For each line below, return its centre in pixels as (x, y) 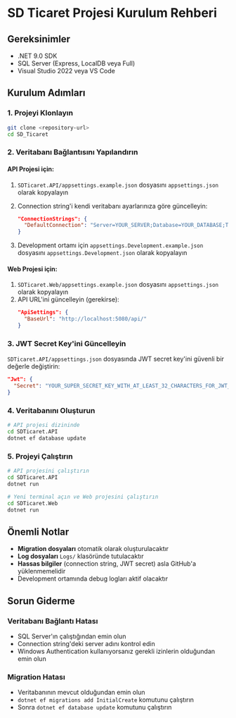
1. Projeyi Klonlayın (40, 113)
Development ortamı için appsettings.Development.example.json (110, 245)
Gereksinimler (39, 39)
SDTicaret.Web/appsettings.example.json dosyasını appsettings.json (118, 285)
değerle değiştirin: (34, 366)
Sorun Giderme (41, 601)
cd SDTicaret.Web (33, 503)
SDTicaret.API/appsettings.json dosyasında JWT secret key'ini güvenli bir (116, 359)
